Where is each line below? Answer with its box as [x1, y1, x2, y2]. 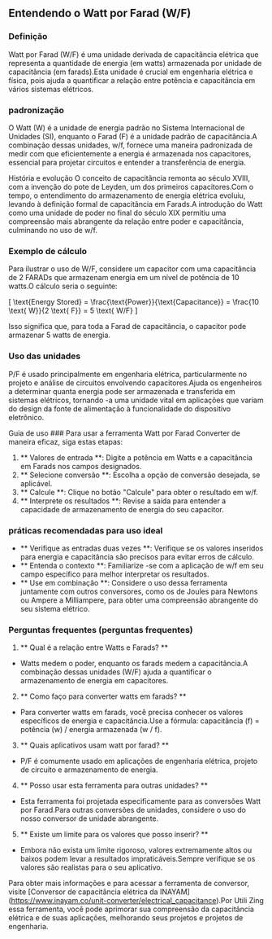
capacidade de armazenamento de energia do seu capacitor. [19, 504, 225, 514]
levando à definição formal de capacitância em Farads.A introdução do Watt [8, 199, 263, 208]
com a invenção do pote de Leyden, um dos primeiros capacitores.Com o [8, 182, 254, 191]
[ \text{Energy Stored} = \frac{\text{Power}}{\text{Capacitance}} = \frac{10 [8, 297, 260, 307]
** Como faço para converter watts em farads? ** [19, 691, 187, 701]
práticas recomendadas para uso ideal [8, 524, 163, 536]
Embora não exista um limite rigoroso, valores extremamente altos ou [19, 845, 253, 855]
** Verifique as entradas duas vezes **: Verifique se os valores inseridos [19, 543, 264, 553]
